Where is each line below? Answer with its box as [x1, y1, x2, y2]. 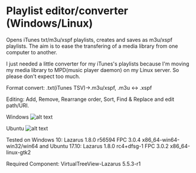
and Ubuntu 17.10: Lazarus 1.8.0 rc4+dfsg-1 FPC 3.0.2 [39, 142, 169, 149]
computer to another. [6, 48, 58, 56]
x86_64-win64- [142, 136, 180, 143]
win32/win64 [6, 142, 38, 149]
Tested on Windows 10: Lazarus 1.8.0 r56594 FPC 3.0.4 [6, 136, 141, 143]
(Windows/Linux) [6, 17, 93, 30]
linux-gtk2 [6, 149, 31, 156]
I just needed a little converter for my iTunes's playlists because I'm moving [6, 60, 190, 67]
